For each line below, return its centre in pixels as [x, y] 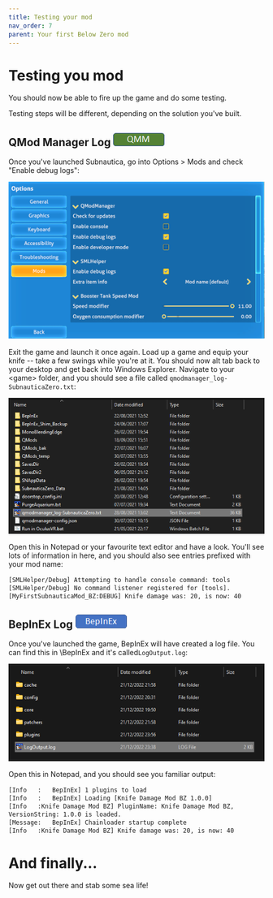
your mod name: [36, 563]
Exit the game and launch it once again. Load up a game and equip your [129, 352]
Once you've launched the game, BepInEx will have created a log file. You [132, 644]
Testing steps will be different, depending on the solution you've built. [125, 114]
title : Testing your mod [50, 17]
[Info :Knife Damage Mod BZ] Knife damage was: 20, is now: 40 [121, 831]
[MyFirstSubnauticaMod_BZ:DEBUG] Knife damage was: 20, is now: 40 [125, 596]
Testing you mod [66, 75]
